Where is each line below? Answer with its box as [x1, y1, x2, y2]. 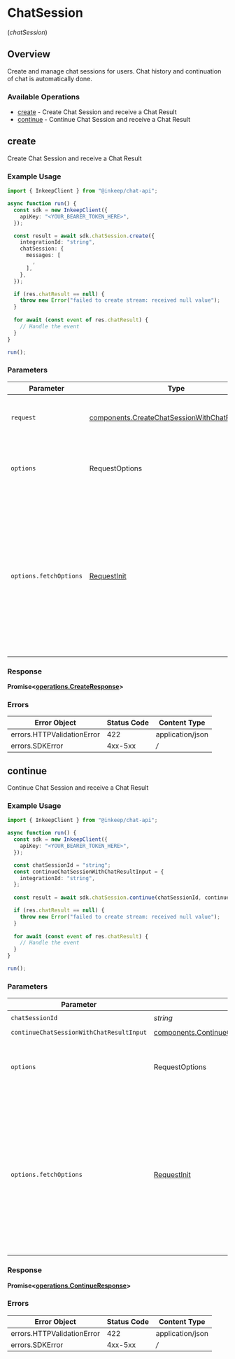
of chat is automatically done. [7, 74, 93, 83]
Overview [7, 48, 51, 60]
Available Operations [7, 92, 80, 102]
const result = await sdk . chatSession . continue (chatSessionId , [13, 894, 201, 901]
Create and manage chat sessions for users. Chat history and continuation [7, 67, 222, 75]
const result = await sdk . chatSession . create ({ [13, 232, 155, 239]
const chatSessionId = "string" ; [13, 861, 111, 869]
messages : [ [25, 252, 61, 259]
